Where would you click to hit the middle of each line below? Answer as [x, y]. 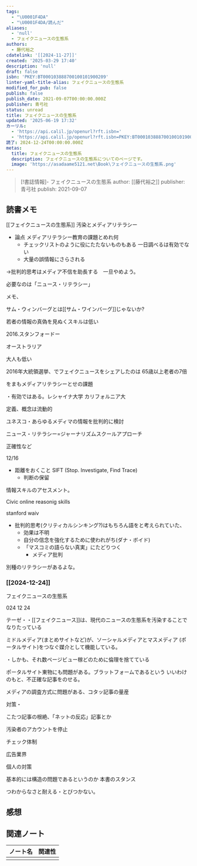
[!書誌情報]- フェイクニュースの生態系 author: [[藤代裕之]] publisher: [103, 182]
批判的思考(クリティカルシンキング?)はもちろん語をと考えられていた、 [100, 525]
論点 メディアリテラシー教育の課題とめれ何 [67, 237]
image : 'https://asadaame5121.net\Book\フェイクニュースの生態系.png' [94, 164]
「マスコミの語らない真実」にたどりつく [72, 547]
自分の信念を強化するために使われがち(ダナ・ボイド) [87, 540]
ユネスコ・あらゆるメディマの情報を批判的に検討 [65, 421]
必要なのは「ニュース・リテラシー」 [50, 284]
